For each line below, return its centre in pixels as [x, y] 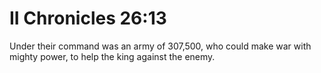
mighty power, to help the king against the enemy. [112, 56]
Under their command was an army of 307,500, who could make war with [160, 46]
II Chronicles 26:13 [88, 18]
